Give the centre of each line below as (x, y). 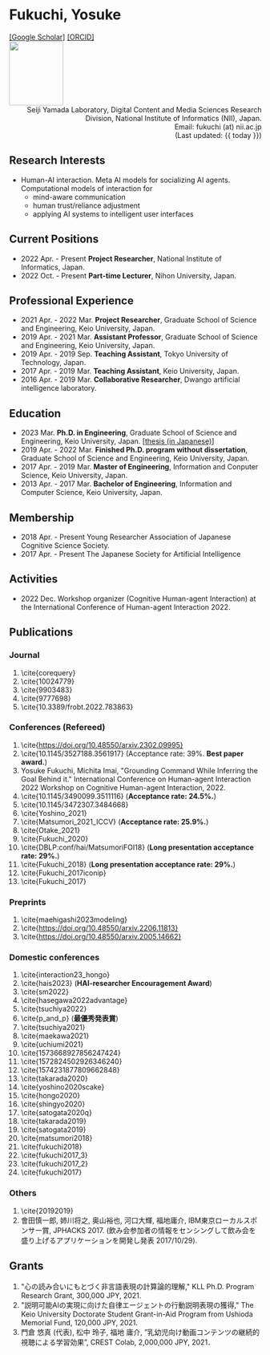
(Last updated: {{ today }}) (218, 135)
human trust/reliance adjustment (87, 205)
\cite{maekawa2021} (55, 1036)
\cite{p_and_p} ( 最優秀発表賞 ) (69, 1018)
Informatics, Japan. (52, 267)
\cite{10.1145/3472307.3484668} (75, 805)
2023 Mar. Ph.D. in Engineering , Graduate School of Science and (129, 433)
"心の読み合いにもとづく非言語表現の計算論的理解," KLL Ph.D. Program (137, 1286)
